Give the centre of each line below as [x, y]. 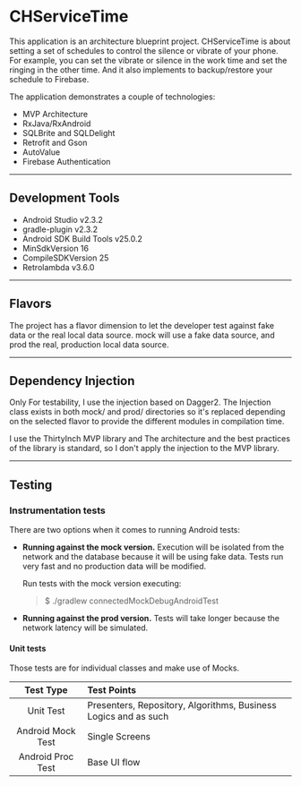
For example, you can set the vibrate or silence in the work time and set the [148, 60]
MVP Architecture [55, 114]
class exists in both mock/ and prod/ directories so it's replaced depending [147, 412]
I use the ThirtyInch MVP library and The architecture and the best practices [150, 439]
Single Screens [119, 737]
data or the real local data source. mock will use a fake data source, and [142, 335]
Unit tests [28, 648]
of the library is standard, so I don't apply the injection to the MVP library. [144, 449]
